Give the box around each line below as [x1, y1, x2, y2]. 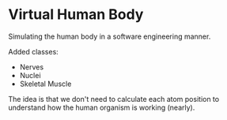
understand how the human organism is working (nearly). [8, 103, 195, 112]
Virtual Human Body [8, 6, 144, 24]
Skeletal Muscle [19, 79, 72, 88]
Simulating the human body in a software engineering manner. [8, 32, 211, 41]
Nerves [19, 62, 44, 72]
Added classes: [8, 47, 59, 56]
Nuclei [19, 70, 41, 80]
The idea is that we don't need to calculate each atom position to [8, 94, 220, 103]
